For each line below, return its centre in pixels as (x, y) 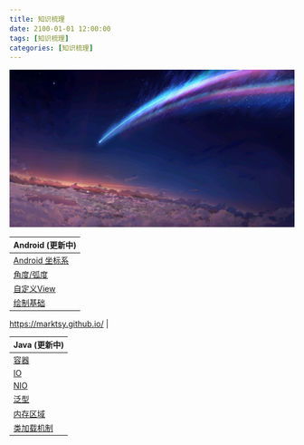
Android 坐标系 (41, 260)
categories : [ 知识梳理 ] (51, 48)
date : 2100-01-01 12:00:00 (60, 29)
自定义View (34, 289)
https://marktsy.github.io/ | (59, 324)
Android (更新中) (45, 246)
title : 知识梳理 (37, 19)
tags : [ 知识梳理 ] (39, 38)
